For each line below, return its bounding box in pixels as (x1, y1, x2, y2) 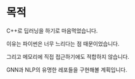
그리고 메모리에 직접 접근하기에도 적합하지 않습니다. (6, 53, 129, 60)
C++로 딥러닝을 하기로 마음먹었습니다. (6, 27, 98, 34)
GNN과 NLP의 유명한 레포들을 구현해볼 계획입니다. (6, 66, 128, 73)
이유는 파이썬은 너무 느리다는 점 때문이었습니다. (6, 40, 120, 47)
